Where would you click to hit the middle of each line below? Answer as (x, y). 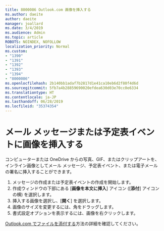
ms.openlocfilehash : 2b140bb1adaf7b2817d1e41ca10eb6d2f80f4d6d (72, 83)
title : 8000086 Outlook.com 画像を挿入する (48, 10)
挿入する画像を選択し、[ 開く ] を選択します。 (58, 200)
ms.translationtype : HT (30, 92)
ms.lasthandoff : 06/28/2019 (34, 102)
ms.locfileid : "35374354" (32, 106)
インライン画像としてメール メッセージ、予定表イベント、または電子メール (82, 165)
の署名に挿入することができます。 (40, 172)
